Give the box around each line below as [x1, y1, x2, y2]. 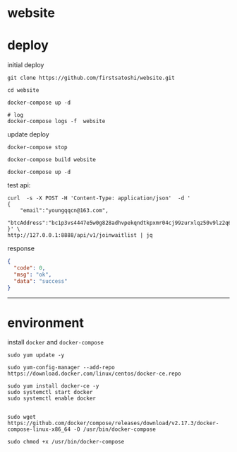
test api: [7, 181, 31, 190]
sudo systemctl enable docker [7, 395, 97, 402]
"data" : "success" [13, 277, 68, 284]
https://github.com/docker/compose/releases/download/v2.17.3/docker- [7, 419, 219, 427]
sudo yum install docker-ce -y [7, 383, 99, 390]
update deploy [7, 130, 49, 139]
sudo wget [7, 414, 37, 421]
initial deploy [7, 61, 44, 69]
